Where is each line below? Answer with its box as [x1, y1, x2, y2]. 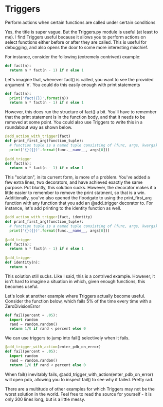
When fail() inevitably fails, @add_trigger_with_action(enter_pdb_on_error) [5, 371, 153, 377]
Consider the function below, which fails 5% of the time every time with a [5, 298, 152, 304]
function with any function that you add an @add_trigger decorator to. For [5, 200, 153, 206]
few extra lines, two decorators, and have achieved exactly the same [5, 179, 143, 185]
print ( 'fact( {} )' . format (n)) [9, 96, 69, 101]
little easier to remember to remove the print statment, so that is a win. [5, 190, 146, 195]
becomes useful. [5, 283, 39, 289]
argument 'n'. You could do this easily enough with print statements [5, 82, 140, 88]
